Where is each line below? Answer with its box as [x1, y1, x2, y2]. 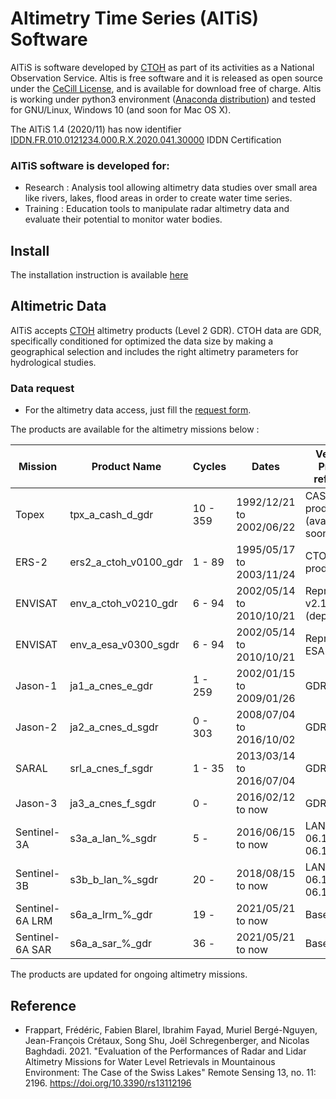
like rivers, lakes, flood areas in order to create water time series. [24, 192, 293, 204]
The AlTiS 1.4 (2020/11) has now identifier [10, 123, 182, 135]
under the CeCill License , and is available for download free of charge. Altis [10, 82, 322, 94]
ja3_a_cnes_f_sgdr [69, 797, 157, 811]
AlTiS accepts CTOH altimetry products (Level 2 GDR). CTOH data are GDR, [10, 324, 322, 336]
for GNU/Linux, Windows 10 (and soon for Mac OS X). [10, 103, 232, 116]
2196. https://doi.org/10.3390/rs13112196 [24, 1077, 192, 1089]
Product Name [91, 460, 162, 474]
